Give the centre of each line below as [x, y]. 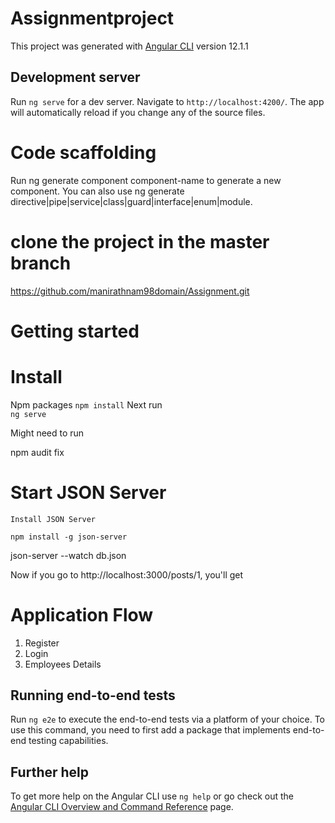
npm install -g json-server [69, 537]
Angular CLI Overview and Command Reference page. [122, 807]
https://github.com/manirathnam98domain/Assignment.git [130, 291]
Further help [50, 772]
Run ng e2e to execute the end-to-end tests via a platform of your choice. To [168, 719]
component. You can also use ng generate [97, 191]
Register [42, 643]
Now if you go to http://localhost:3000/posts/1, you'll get [127, 574]
